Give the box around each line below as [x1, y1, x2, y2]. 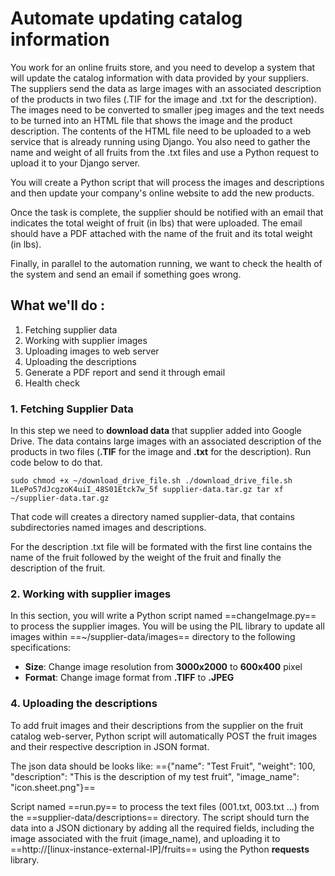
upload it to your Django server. [10, 157, 141, 169]
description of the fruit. [10, 562, 106, 574]
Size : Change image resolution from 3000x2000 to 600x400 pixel [24, 661, 303, 673]
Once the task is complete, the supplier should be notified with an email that [10, 206, 324, 218]
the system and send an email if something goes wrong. [10, 268, 242, 280]
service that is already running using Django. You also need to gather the [10, 135, 311, 147]
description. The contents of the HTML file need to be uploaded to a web [10, 125, 312, 137]
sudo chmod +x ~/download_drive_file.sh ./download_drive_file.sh [10, 476, 293, 486]
